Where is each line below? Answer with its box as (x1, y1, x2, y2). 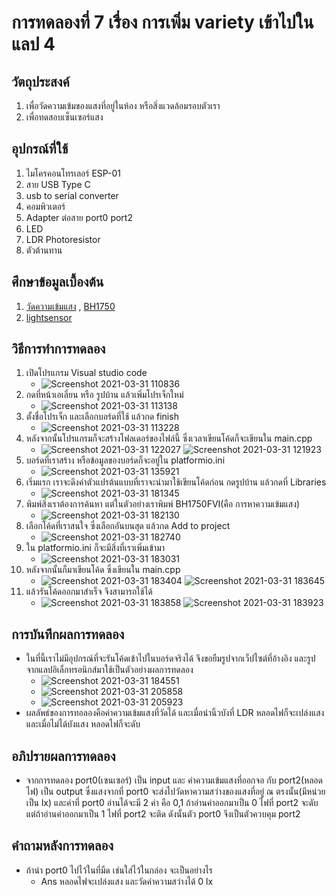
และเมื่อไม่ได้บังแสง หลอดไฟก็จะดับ (25, 718, 141, 730)
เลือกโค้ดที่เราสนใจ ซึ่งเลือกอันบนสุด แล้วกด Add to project (25, 520, 231, 532)
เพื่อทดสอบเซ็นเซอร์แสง (25, 111, 104, 123)
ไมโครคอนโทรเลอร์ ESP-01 (25, 167, 122, 179)
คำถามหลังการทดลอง (11, 837, 114, 855)
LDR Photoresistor (25, 233, 101, 245)
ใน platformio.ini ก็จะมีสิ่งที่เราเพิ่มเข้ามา (25, 542, 166, 554)
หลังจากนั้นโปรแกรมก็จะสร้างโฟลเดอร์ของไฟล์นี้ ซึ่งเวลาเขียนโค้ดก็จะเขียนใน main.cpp (25, 432, 313, 445)
